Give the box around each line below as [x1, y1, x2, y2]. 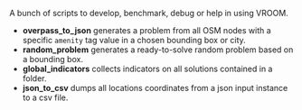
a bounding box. [22, 54, 84, 64]
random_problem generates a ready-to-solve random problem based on [22, 44, 294, 55]
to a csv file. [22, 92, 69, 103]
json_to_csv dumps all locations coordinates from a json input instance [22, 83, 288, 93]
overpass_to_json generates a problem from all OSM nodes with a [22, 25, 271, 35]
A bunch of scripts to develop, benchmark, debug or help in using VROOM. [9, 8, 289, 18]
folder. [22, 73, 47, 84]
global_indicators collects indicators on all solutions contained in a [22, 63, 273, 74]
